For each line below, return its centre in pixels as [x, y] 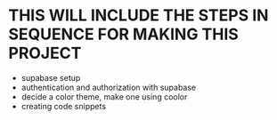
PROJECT [45, 53]
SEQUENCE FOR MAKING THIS [124, 34]
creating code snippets [64, 106]
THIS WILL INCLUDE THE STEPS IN [138, 16]
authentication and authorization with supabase [109, 87]
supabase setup [51, 77]
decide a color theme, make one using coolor [104, 96]
